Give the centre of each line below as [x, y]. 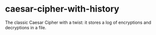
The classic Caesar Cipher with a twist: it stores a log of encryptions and [78, 22]
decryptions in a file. [26, 27]
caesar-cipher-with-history [62, 9]
